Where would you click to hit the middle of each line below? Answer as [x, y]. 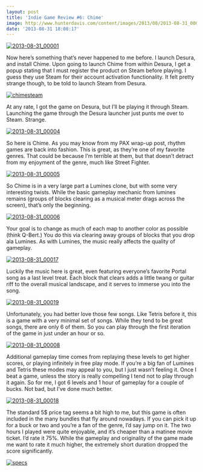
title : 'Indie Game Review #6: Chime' [55, 18]
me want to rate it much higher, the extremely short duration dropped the [97, 445]
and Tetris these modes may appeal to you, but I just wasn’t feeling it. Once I [101, 370]
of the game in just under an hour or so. [56, 333]
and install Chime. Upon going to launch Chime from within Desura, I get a [98, 64]
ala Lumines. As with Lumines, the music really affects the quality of [91, 241]
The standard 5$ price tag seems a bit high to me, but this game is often [96, 413]
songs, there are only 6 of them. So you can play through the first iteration [98, 327]
